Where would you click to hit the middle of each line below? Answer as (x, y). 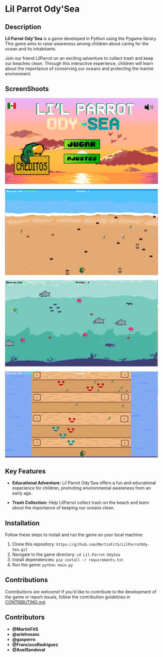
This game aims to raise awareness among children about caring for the (77, 44)
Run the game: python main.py (42, 565)
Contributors (25, 617)
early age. (22, 493)
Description (23, 27)
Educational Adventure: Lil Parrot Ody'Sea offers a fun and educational (84, 483)
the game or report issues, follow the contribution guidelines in (68, 597)
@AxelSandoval (28, 650)
